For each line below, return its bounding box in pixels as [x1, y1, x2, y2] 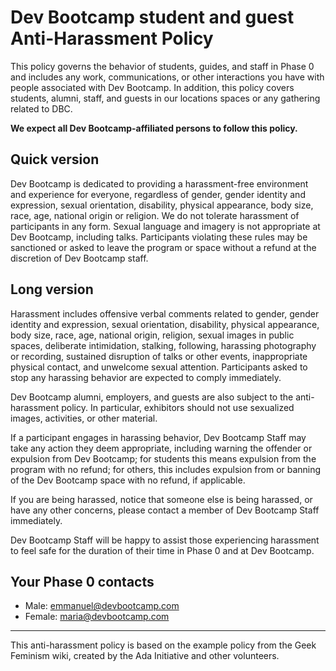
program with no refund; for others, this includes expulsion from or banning [10, 463, 322, 475]
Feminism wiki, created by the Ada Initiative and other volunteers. [10, 650, 280, 662]
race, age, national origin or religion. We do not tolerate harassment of [10, 209, 300, 221]
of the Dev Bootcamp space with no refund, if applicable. [10, 474, 246, 486]
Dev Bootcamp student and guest [10, 6, 295, 29]
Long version [10, 281, 94, 298]
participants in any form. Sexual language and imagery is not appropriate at [10, 220, 321, 232]
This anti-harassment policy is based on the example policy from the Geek [10, 639, 317, 651]
